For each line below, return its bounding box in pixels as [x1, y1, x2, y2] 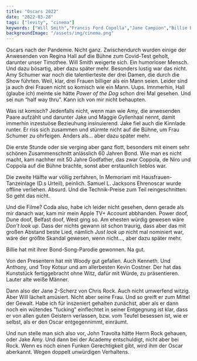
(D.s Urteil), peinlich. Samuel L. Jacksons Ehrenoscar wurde [36, 180, 182, 187]
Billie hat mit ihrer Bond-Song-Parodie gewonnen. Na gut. [6, 246, 145, 253]
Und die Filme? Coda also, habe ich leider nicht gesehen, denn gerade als [6, 204, 184, 211]
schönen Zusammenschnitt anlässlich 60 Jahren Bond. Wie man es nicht [6, 150, 182, 157]
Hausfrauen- [141, 174, 172, 181]
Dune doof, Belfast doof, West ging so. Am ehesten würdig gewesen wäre [6, 216, 185, 223]
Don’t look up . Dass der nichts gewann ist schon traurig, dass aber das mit [6, 222, 186, 229]
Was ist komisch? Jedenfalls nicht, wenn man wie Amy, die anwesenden [6, 108, 181, 115]
